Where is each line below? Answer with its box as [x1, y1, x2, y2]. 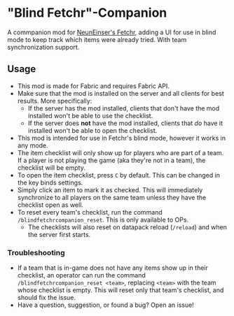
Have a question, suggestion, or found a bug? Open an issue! [17, 301, 194, 309]
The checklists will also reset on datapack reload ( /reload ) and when [27, 222, 228, 231]
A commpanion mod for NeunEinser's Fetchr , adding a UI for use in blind [7, 28, 216, 36]
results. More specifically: [17, 96, 92, 105]
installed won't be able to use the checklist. [27, 111, 153, 120]
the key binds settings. [17, 178, 83, 187]
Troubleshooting [7, 247, 65, 257]
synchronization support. [7, 43, 80, 51]
